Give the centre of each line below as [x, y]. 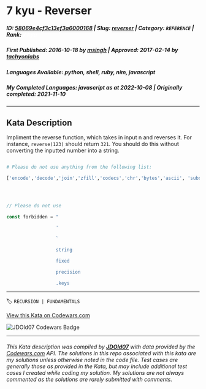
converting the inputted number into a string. [63, 150]
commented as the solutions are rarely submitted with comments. [90, 379]
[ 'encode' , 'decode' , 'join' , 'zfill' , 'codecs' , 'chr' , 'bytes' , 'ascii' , [96, 178]
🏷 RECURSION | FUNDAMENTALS [43, 301]
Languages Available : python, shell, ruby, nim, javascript [81, 72]
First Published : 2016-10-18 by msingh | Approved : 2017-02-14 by [92, 50]
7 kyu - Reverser [49, 11]
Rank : [14, 34]
